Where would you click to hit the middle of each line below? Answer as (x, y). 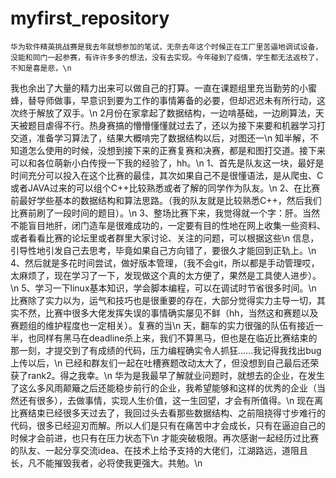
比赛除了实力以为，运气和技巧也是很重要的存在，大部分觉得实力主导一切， (163, 300)
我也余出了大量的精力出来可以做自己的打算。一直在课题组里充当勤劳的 (155, 88)
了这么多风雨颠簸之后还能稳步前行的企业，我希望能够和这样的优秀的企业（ (163, 388)
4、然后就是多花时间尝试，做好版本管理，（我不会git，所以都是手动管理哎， (165, 263)
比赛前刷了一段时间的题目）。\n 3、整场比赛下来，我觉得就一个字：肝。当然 (165, 213)
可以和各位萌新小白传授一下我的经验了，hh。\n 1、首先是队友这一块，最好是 (167, 163)
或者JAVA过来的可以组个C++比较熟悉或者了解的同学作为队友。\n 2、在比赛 (165, 188)
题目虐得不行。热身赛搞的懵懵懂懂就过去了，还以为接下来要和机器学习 (172, 125)
